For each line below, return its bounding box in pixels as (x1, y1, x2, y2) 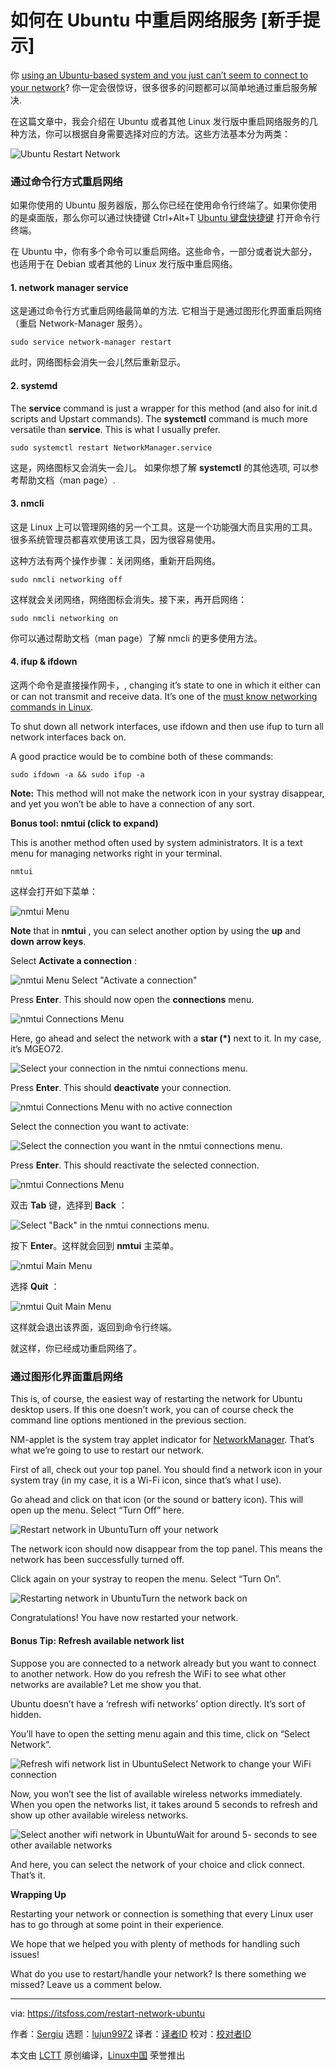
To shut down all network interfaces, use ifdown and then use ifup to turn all (10, 721, 325, 733)
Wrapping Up (10, 1888, 67, 1900)
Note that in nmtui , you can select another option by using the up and (10, 925, 301, 937)
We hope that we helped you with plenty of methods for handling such (10, 1937, 301, 1950)
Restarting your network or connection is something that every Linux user (10, 1907, 314, 1920)
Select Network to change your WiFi (161, 1757, 312, 1770)
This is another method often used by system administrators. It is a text (10, 837, 303, 849)
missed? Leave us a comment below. (10, 1978, 162, 1990)
